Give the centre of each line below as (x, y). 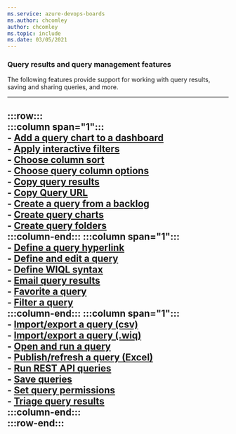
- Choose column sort (56, 160)
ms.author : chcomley (38, 20)
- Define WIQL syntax (55, 269)
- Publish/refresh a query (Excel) (80, 357)
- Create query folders (57, 225)
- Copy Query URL (48, 193)
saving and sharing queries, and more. (63, 87)
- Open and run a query (59, 346)
